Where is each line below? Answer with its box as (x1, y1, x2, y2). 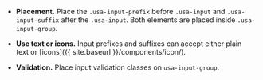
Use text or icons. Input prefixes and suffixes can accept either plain (15, 39, 242, 48)
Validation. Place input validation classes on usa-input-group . (15, 63, 220, 72)
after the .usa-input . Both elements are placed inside (61, 15, 236, 25)
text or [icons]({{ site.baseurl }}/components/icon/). (15, 48, 186, 56)
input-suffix (15, 17, 60, 25)
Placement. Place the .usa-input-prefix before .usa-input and (15, 7, 226, 16)
